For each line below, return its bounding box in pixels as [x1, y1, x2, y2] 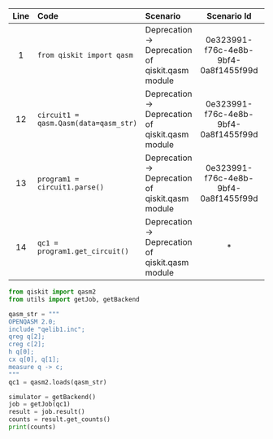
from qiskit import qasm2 [8, 288, 96, 296]
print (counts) [8, 423, 57, 431]
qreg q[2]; [8, 333, 45, 341]
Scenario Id [206, 11, 252, 21]
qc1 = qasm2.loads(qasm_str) [8, 378, 107, 386]
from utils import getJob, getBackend [8, 295, 140, 303]
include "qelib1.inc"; [8, 325, 85, 333]
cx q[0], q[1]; [8, 355, 60, 363]
